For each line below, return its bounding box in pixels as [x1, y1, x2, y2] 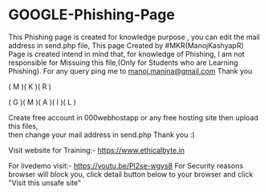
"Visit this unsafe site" [8, 178, 82, 188]
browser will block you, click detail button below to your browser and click [8, 169, 254, 179]
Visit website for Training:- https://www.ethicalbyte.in [8, 145, 185, 155]
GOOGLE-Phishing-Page [8, 6, 175, 24]
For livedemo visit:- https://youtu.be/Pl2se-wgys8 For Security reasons [8, 160, 244, 170]
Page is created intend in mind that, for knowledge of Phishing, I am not [8, 49, 245, 59]
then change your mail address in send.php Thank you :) [8, 130, 195, 139]
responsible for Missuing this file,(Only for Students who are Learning [8, 58, 238, 67]
